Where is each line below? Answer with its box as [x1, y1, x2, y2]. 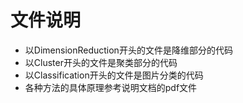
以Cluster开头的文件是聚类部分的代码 [24, 56, 178, 68]
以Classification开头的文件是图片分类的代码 [24, 69, 204, 81]
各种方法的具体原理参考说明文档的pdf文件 [24, 81, 198, 93]
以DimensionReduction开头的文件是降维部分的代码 [24, 44, 233, 56]
